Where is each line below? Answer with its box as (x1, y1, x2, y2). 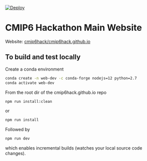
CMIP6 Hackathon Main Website (5, 22, 142, 33)
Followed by (5, 127, 30, 133)
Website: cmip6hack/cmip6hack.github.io (5, 38, 91, 44)
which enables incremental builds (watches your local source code (5, 145, 143, 151)
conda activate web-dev (5, 80, 55, 85)
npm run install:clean (5, 99, 52, 104)
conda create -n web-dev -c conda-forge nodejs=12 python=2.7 (5, 76, 137, 80)
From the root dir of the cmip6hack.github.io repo (5, 89, 107, 95)
